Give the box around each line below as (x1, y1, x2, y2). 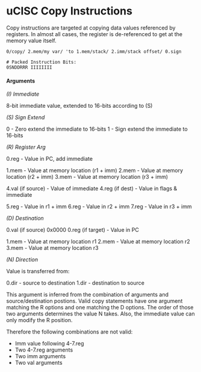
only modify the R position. (6, 317, 73, 324)
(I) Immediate (6, 90, 40, 98)
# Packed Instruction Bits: (6, 59, 77, 65)
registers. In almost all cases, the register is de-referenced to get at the (6, 30, 183, 37)
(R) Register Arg (6, 143, 46, 151)
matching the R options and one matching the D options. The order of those (6, 304, 194, 311)
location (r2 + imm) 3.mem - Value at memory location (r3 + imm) (6, 173, 169, 181)
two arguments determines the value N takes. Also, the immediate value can (6, 310, 195, 317)
